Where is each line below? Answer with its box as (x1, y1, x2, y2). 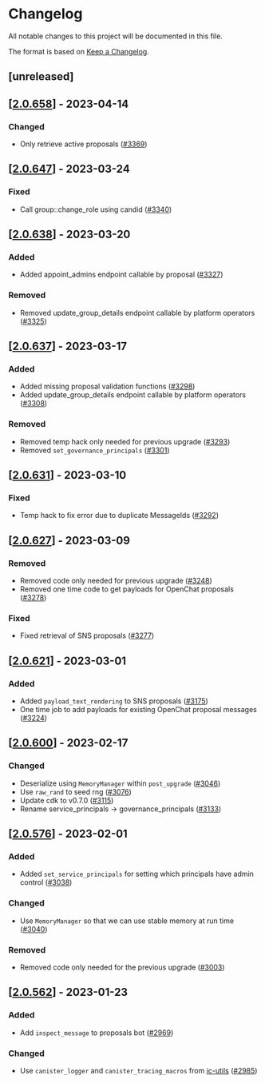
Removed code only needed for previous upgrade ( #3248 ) (19, 576, 213, 586)
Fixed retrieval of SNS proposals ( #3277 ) (19, 631, 155, 640)
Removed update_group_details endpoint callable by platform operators (19, 308, 255, 317)
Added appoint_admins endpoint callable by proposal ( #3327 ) (19, 269, 223, 280)
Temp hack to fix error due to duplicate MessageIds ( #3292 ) (19, 511, 220, 520)
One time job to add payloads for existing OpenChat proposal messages (19, 705, 257, 715)
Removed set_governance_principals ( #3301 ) (19, 445, 170, 455)
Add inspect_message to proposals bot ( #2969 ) (19, 1028, 174, 1037)
